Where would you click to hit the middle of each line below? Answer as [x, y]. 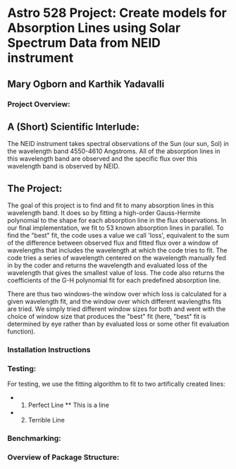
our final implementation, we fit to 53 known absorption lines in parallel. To [116, 228]
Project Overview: [39, 104]
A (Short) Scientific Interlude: [73, 127]
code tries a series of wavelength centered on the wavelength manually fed [117, 258]
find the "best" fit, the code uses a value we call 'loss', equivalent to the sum [118, 236]
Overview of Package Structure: [63, 458]
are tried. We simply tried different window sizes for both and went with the [117, 309]
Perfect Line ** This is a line [68, 405]
